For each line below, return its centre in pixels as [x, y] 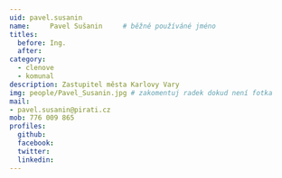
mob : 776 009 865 [42, 118]
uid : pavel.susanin [46, 18]
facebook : [36, 143]
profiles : [28, 127]
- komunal [36, 76]
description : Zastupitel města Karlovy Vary [94, 85]
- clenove [36, 68]
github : [32, 135]
